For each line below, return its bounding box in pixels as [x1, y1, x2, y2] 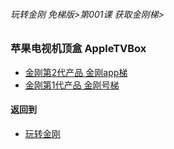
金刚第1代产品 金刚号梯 [24, 79, 120, 91]
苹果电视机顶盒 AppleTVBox [10, 42, 147, 56]
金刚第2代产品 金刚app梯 [24, 66, 128, 78]
